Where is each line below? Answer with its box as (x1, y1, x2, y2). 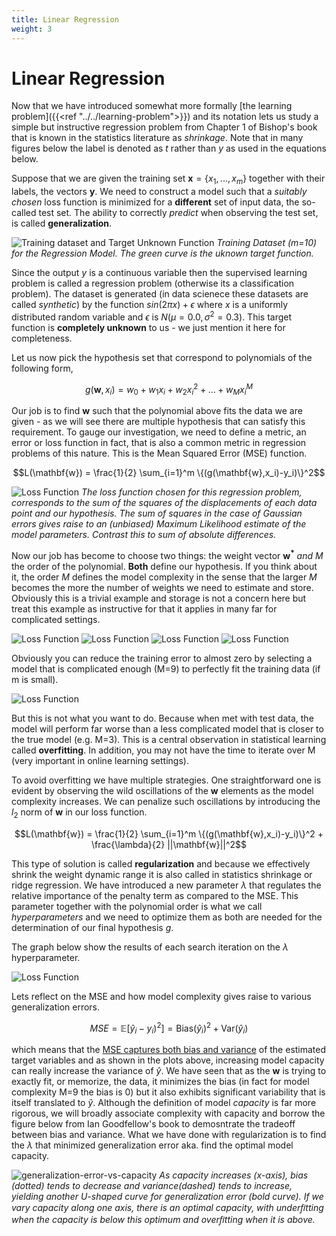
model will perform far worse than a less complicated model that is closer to (11, 723, 324, 735)
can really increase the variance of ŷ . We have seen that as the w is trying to (11, 1065, 327, 1077)
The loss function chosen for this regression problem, (80, 486, 303, 498)
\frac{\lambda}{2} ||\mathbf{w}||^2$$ (90, 838, 248, 850)
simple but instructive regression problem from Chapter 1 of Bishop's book (11, 121, 318, 133)
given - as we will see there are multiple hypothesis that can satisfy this (11, 416, 306, 428)
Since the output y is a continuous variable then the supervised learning (11, 267, 308, 279)
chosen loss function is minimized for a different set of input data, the (11, 196, 300, 208)
